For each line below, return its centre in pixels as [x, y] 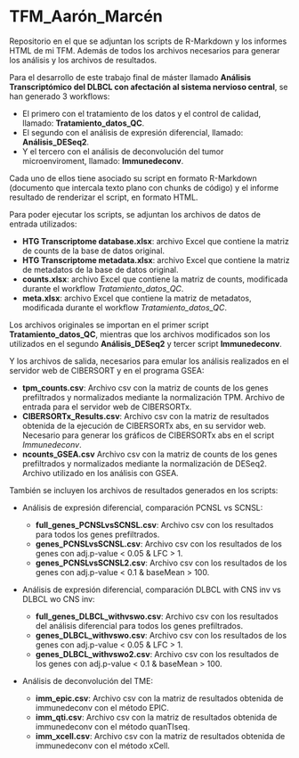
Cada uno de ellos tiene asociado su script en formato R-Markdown [133, 178]
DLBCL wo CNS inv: [58, 598]
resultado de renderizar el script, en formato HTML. [104, 197]
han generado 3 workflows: [60, 96]
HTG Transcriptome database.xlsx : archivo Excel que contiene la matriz [155, 241]
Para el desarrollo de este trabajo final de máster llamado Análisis [130, 77]
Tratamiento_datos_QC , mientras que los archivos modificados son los [140, 334]
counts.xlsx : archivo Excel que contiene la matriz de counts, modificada [155, 279]
